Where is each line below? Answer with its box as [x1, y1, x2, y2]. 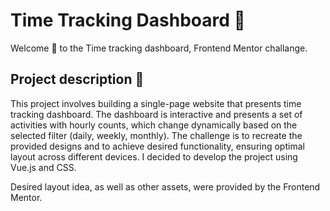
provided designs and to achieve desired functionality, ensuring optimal [10, 140, 305, 152]
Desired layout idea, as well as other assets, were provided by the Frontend [10, 180, 321, 193]
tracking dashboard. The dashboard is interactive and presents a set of [10, 108, 303, 120]
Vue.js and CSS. [10, 161, 77, 173]
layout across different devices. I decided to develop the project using [10, 150, 298, 163]
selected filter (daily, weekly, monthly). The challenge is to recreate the [10, 129, 303, 141]
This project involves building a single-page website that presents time [10, 97, 302, 109]
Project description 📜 [10, 71, 145, 88]
